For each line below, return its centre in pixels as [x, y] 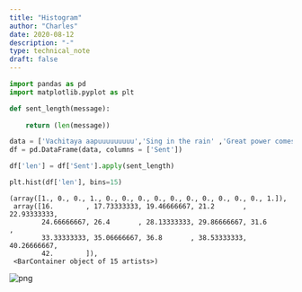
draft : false [34, 59]
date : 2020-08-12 [42, 34]
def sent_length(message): [60, 109]
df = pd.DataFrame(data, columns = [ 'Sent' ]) [96, 150]
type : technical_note [50, 51]
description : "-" [42, 43]
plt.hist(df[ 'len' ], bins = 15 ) [66, 182]
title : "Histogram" [46, 18]
